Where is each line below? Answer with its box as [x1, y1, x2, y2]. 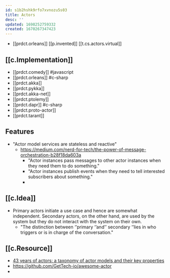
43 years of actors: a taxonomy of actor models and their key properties [12, 258, 164, 264]
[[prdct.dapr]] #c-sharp [12, 101, 63, 108]
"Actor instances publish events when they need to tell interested [28, 168, 165, 174]
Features [5, 127, 34, 136]
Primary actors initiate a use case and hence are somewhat [12, 207, 138, 213]
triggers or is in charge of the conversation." [20, 229, 113, 236]
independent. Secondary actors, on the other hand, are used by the [12, 213, 155, 219]
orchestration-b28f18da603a [20, 152, 82, 158]
